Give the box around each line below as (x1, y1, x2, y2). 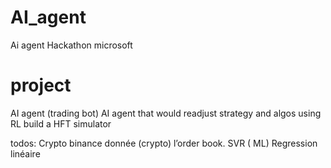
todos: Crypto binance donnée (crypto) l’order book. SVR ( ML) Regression (10, 137, 318, 149)
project (10, 74, 72, 97)
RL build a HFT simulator (10, 117, 112, 130)
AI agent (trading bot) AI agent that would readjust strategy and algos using (10, 107, 322, 119)
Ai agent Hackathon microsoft (10, 39, 133, 51)
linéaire (10, 147, 41, 160)
